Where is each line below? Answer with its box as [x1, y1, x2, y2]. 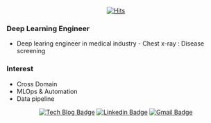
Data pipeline [16, 94, 55, 103]
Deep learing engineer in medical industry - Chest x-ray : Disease [16, 39, 205, 48]
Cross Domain [16, 79, 58, 88]
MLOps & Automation [16, 87, 78, 95]
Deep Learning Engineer [6, 23, 90, 33]
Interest [6, 64, 34, 74]
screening [16, 47, 46, 55]
